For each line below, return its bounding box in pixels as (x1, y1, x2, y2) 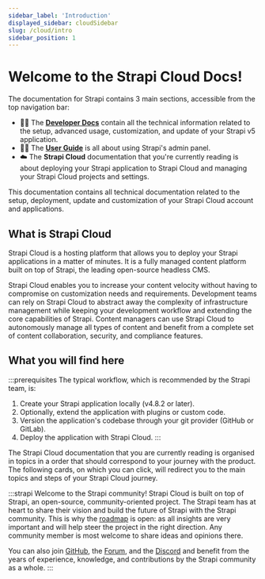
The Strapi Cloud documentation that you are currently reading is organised (8, 447, 255, 457)
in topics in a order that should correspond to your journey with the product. (8, 456, 256, 466)
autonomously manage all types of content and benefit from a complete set (8, 323, 255, 332)
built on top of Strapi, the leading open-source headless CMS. (8, 265, 210, 274)
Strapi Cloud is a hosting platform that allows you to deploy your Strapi (8, 248, 239, 258)
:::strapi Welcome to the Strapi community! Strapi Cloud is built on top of (8, 489, 244, 498)
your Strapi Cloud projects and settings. (19, 172, 150, 182)
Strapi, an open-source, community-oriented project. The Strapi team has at (8, 497, 256, 506)
